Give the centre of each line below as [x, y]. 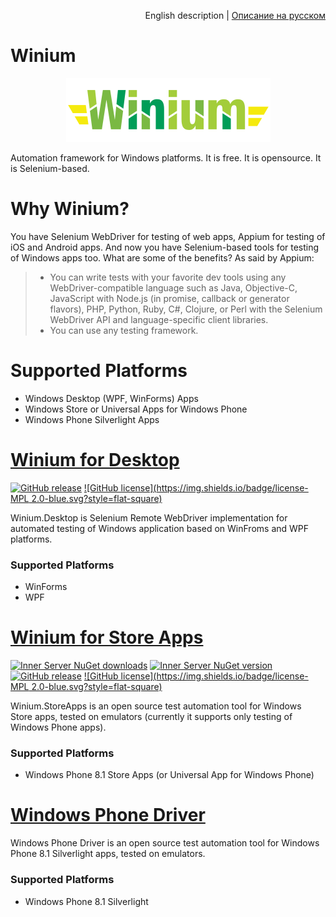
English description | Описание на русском [235, 15]
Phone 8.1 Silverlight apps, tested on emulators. [108, 854]
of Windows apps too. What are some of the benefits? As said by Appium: [162, 257]
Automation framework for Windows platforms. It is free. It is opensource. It [166, 157]
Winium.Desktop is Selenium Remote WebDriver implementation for [149, 517]
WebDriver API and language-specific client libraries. [159, 319]
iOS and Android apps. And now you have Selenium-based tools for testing [165, 247]
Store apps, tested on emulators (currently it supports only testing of [151, 716]
